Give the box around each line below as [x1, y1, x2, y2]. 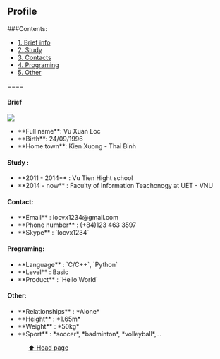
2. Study [17, 45, 42, 54]
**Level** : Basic [17, 268, 69, 276]
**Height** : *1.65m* [17, 314, 81, 323]
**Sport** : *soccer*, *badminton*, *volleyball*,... [17, 329, 162, 338]
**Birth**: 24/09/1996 [17, 134, 83, 143]
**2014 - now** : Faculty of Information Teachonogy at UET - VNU [17, 182, 214, 190]
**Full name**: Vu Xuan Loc [17, 127, 101, 136]
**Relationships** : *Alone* [17, 307, 100, 315]
